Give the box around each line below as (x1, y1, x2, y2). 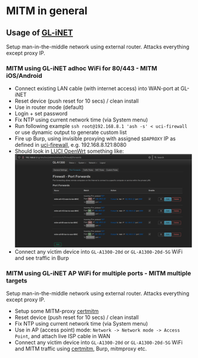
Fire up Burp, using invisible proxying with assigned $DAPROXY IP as (14, 135, 176, 142)
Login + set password (14, 110, 68, 117)
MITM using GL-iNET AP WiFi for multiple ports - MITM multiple (6, 269, 192, 277)
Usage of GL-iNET (6, 28, 74, 38)
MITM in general (6, 4, 88, 18)
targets (6, 276, 28, 284)
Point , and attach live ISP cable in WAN (14, 333, 111, 340)
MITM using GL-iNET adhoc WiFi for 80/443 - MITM (6, 64, 157, 72)
